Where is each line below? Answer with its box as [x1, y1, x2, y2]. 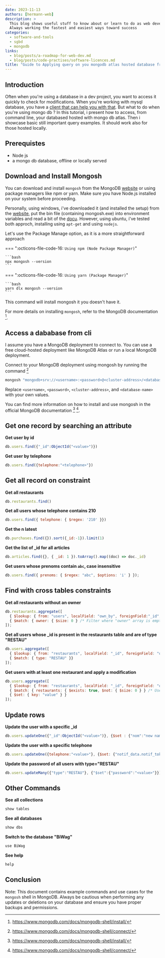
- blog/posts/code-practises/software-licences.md [9, 58, 115, 63]
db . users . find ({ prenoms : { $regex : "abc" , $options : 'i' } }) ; [5, 573, 139, 578]
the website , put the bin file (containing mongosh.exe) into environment [5, 210, 150, 216]
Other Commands [5, 784, 61, 792]
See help [5, 852, 24, 858]
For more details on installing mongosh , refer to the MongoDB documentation [5, 308, 158, 314]
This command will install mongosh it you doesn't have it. [5, 299, 121, 305]
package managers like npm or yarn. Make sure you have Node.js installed [5, 190, 156, 196]
